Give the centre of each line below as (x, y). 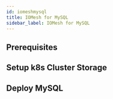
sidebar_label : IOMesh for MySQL (48, 23)
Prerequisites (32, 47)
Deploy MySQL (35, 88)
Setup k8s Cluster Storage (56, 67)
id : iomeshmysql (26, 12)
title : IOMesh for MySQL (37, 17)
